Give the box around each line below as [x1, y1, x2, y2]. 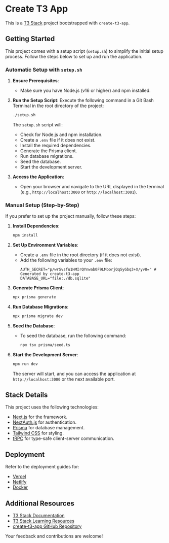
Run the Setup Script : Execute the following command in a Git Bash [12, 97, 154, 104]
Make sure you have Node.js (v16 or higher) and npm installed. [20, 87, 151, 94]
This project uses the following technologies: [5, 404, 99, 410]
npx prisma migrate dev [12, 313, 63, 319]
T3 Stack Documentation [12, 513, 65, 519]
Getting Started [5, 35, 55, 43]
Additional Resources [5, 499, 74, 507]
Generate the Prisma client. [20, 148, 77, 154]
